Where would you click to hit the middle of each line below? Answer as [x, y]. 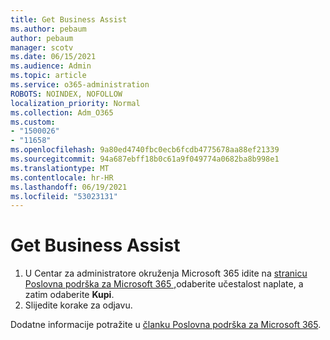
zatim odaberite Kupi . [69, 295]
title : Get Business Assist [69, 19]
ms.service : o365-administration [80, 85]
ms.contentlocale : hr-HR [62, 177]
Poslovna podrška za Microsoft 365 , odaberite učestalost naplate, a [164, 284]
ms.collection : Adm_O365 [62, 112]
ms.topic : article [48, 76]
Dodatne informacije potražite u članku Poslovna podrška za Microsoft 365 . [166, 325]
